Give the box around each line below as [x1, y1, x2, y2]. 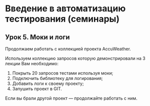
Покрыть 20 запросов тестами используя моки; [12, 70, 114, 76]
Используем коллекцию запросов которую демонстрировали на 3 [5, 55, 146, 61]
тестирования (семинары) [5, 13, 120, 25]
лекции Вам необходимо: [5, 61, 59, 66]
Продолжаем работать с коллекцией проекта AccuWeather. [5, 46, 131, 52]
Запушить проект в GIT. [12, 86, 62, 91]
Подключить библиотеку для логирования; [12, 76, 103, 81]
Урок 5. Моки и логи [5, 33, 70, 41]
